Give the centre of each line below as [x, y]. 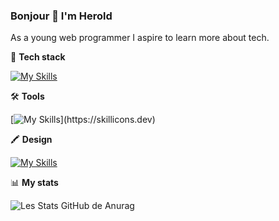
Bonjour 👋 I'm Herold [61, 16]
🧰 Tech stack [38, 57]
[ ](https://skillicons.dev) [83, 120]
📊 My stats [34, 183]
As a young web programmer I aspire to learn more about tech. [140, 38]
